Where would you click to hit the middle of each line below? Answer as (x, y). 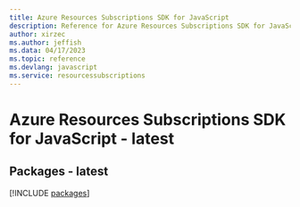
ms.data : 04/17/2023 (48, 51)
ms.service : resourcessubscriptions (77, 76)
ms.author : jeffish (46, 42)
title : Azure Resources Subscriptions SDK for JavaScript (119, 17)
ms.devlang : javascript (54, 68)
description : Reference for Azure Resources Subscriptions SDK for (137, 26)
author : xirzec (37, 34)
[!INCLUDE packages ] (50, 193)
